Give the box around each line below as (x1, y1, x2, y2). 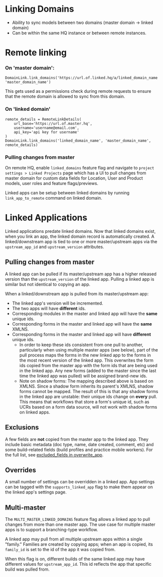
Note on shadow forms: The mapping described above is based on (19, 378, 153, 384)
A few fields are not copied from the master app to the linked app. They (5, 436, 149, 442)
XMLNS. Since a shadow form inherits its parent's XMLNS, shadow (19, 383, 154, 389)
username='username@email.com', (14, 125, 79, 130)
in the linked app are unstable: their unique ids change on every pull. (19, 393, 157, 399)
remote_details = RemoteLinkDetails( (5, 117, 82, 122)
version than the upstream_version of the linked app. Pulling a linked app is (5, 276, 155, 282)
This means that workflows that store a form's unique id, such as (19, 399, 149, 405)
